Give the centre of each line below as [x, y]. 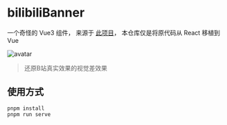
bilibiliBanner [46, 13]
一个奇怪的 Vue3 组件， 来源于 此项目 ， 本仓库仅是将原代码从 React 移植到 [113, 32]
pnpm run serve [29, 114]
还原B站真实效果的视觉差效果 [65, 68]
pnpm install [26, 108]
